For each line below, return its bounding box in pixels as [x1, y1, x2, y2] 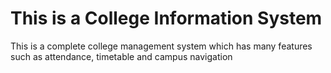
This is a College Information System [10, 7, 323, 30]
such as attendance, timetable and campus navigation [10, 50, 233, 62]
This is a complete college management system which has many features [10, 40, 313, 52]
